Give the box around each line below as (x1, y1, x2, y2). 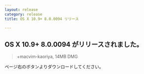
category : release (4, 12, 42, 17)
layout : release (4, 7, 38, 12)
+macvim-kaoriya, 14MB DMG (16, 54, 78, 60)
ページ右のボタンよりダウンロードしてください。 (4, 64, 104, 70)
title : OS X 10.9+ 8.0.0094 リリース (4, 16, 79, 21)
